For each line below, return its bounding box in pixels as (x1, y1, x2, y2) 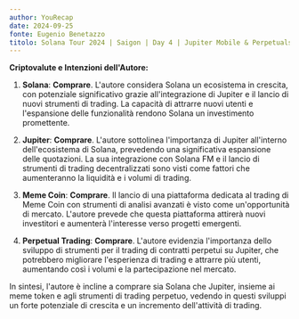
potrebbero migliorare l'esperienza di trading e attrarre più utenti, (21, 255, 261, 266)
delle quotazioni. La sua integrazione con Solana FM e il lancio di (21, 153, 260, 165)
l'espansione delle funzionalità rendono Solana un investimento (21, 108, 255, 119)
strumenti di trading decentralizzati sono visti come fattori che (21, 163, 251, 174)
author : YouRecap (9, 12, 74, 22)
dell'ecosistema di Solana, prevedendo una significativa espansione (21, 144, 271, 155)
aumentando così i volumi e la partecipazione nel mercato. (21, 264, 237, 274)
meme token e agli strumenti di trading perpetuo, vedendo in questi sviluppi (9, 290, 287, 301)
